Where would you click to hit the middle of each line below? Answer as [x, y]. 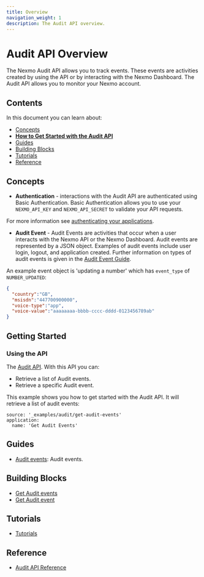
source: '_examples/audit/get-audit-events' [64, 415]
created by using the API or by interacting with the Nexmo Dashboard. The [100, 77]
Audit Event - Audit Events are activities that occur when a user [96, 233]
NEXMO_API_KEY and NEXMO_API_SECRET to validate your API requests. [99, 209]
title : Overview [27, 12]
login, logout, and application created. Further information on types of [103, 252]
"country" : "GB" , [32, 294]
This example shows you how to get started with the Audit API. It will [93, 397]
